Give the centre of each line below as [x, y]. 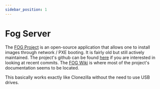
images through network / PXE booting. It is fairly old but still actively [75, 52]
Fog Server [28, 33]
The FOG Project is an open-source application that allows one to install [78, 47]
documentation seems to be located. [42, 68]
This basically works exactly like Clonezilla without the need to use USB [78, 77]
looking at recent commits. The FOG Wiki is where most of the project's [77, 62]
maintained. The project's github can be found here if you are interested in [80, 57]
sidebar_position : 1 [26, 9]
